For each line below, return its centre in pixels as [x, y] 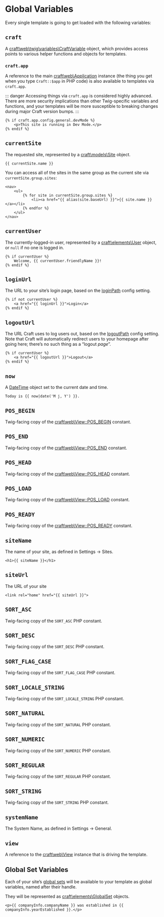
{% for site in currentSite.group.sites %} [68, 195]
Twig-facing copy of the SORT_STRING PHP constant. [57, 802]
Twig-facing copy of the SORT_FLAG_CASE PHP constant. [60, 673]
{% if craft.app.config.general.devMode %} [50, 121]
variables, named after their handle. [41, 887]
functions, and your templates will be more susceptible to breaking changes [82, 106]
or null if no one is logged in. [35, 247]
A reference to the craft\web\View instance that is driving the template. [76, 854]
